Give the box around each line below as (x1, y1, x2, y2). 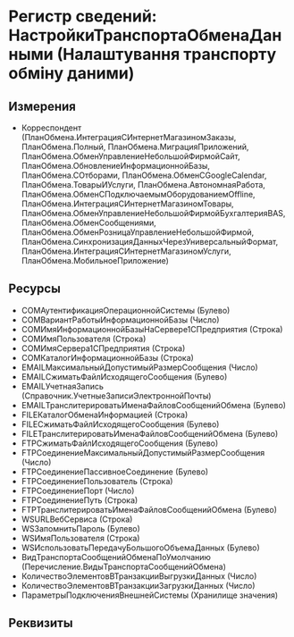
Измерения (8, 98, 77, 113)
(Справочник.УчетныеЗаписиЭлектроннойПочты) (21, 390, 212, 401)
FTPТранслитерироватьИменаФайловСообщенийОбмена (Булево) (21, 504, 278, 515)
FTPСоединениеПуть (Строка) (21, 494, 139, 506)
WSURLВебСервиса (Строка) (21, 514, 133, 524)
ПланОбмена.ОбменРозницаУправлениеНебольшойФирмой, (21, 227, 255, 238)
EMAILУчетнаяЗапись (21, 381, 104, 391)
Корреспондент (21, 122, 82, 133)
